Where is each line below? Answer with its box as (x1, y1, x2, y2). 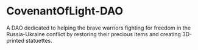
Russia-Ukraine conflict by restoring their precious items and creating (6, 30, 182, 37)
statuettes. (25, 37, 53, 44)
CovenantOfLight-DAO (6, 4, 124, 18)
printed (6, 37, 24, 44)
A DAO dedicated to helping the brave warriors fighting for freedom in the (6, 24, 191, 31)
